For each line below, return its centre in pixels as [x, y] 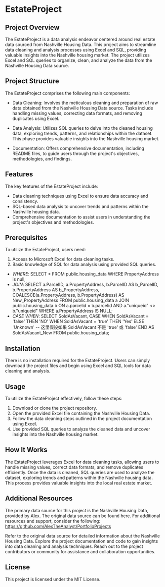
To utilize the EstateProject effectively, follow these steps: [64, 399]
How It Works [26, 450]
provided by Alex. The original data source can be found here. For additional [83, 516]
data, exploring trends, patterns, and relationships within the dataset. [82, 133]
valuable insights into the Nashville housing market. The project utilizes [77, 55]
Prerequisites [26, 238]
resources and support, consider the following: [53, 521]
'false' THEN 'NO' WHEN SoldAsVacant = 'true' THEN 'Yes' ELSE [78, 321]
